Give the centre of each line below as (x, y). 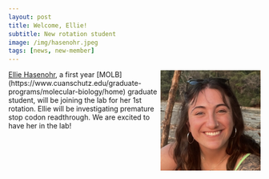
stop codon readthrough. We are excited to (79, 117)
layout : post (30, 17)
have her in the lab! (40, 126)
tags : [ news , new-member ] (51, 51)
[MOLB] (109, 75)
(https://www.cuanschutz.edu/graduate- (75, 83)
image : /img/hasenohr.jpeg (53, 43)
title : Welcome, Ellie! (48, 25)
